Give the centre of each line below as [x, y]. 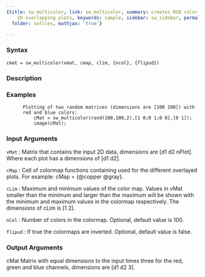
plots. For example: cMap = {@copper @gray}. [65, 177]
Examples [21, 94]
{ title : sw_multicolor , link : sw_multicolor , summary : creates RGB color [102, 12]
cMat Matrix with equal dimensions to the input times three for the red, [95, 261]
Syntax [17, 50]
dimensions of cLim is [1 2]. [41, 208]
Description [24, 78]
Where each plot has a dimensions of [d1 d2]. [63, 158]
